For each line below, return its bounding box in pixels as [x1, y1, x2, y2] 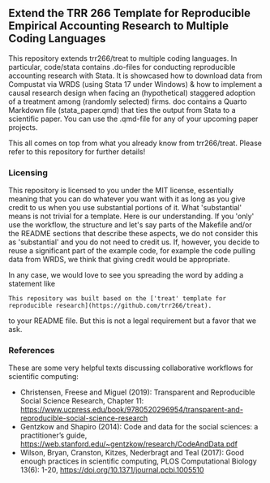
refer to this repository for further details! [8, 146, 146, 157]
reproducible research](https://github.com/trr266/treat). [8, 302, 212, 310]
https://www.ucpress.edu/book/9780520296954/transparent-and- [19, 405, 243, 415]
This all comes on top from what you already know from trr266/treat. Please [8, 138, 262, 148]
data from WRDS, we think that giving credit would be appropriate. [8, 255, 230, 265]
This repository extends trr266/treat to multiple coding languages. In [8, 53, 238, 63]
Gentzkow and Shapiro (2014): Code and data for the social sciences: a [19, 422, 259, 432]
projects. [8, 122, 38, 132]
